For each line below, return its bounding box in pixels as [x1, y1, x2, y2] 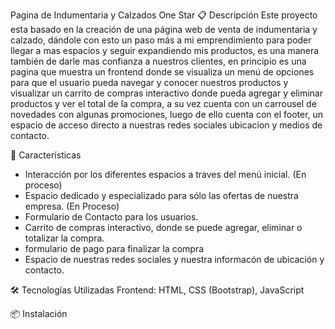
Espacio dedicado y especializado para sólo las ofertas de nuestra [24, 190, 299, 201]
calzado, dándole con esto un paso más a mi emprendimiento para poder [10, 34, 312, 46]
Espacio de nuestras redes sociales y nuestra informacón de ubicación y [24, 254, 325, 265]
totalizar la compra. [24, 232, 105, 244]
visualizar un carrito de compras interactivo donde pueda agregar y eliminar [10, 87, 323, 99]
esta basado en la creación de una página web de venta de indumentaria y [10, 24, 318, 35]
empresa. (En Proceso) [24, 200, 120, 212]
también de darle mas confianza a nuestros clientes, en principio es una [10, 55, 307, 67]
